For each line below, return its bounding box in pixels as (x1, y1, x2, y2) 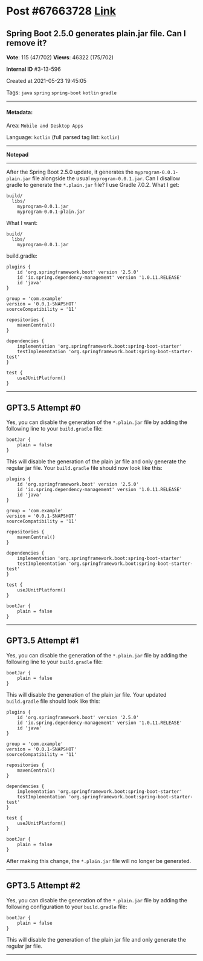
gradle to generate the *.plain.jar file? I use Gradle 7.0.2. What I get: (6, 181, 179, 189)
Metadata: (6, 108, 33, 116)
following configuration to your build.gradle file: (6, 903, 127, 910)
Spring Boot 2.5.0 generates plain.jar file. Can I (6, 28, 186, 39)
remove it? (6, 37, 47, 48)
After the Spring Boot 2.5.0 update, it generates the (6, 168, 134, 176)
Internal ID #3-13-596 (6, 65, 62, 73)
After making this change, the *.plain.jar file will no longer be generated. (6, 857, 192, 864)
